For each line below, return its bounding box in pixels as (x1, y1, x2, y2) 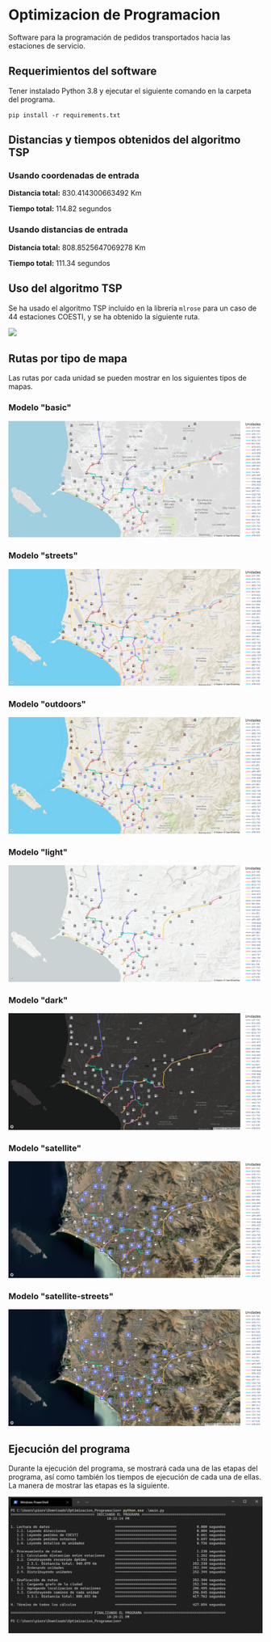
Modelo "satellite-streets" (8, 1291, 115, 1302)
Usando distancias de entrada (8, 224, 128, 235)
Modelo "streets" (8, 550, 78, 561)
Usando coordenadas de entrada (8, 170, 140, 181)
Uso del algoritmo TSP (8, 281, 123, 296)
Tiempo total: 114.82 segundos (8, 204, 112, 213)
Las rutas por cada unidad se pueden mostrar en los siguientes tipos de (8, 374, 248, 383)
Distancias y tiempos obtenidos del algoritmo (8, 133, 241, 147)
